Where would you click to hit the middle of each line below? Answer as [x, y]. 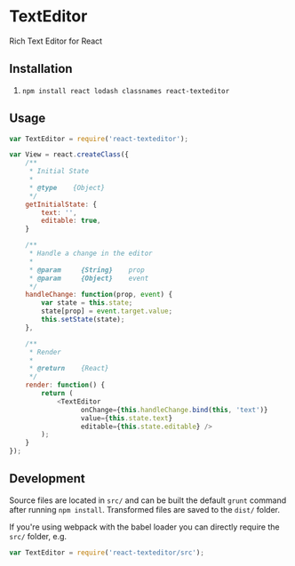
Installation [41, 69]
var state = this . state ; [87, 303]
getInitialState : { [61, 204]
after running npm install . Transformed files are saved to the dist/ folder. [144, 509]
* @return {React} [69, 369]
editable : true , [71, 221]
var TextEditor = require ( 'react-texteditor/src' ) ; [107, 553]
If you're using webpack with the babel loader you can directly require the [144, 527]
